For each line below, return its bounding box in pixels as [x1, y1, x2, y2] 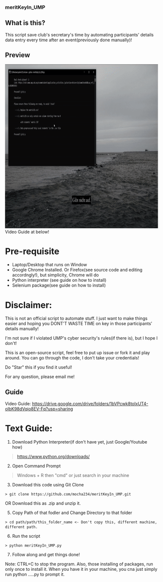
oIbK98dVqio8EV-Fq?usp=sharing [5, 406, 73, 412]
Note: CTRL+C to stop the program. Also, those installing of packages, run [5, 561, 154, 567]
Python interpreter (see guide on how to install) [12, 277, 107, 283]
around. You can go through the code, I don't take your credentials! [5, 355, 139, 361]
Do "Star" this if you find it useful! [5, 364, 72, 370]
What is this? [5, 19, 46, 27]
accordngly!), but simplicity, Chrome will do [12, 272, 99, 278]
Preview [5, 51, 31, 59]
